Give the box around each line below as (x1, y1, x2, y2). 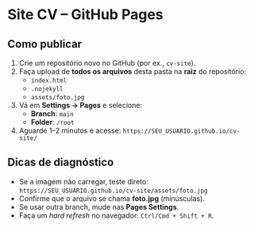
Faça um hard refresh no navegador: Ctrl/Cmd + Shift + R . (18, 211, 214, 220)
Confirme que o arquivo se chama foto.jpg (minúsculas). (18, 193, 206, 203)
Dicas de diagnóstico (7, 156, 114, 169)
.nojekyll (30, 85, 64, 93)
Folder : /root (30, 118, 75, 126)
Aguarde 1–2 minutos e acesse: (18, 126, 121, 135)
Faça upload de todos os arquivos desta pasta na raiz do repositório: (18, 67, 247, 76)
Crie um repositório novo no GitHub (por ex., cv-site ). (18, 58, 196, 68)
